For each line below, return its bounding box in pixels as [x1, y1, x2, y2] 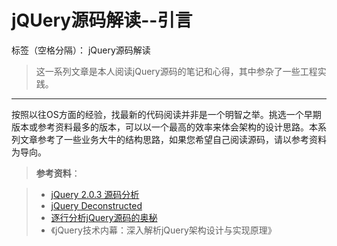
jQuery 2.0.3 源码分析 [50, 188, 140, 200]
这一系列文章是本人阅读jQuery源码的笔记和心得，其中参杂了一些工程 [35, 65, 318, 77]
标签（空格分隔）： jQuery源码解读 [11, 44, 151, 56]
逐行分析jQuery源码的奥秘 [50, 211, 158, 223]
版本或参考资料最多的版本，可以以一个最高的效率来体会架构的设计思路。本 [11, 121, 318, 133]
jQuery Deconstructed [50, 199, 143, 211]
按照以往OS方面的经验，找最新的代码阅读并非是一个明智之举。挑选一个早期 [11, 108, 322, 120]
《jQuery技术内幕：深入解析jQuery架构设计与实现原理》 [50, 224, 277, 236]
